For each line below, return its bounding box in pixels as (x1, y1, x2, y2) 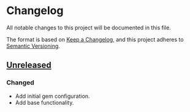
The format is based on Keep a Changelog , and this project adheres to (6, 35, 184, 43)
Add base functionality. (15, 99, 74, 106)
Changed (6, 78, 35, 87)
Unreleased (6, 60, 52, 70)
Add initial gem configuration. (15, 92, 90, 100)
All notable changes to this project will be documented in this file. (6, 24, 172, 31)
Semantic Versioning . (6, 42, 60, 50)
